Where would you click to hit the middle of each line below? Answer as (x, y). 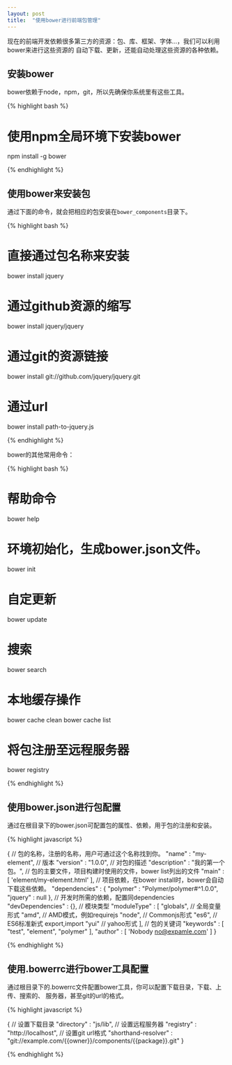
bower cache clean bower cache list (59, 720)
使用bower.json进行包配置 (64, 807)
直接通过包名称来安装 (69, 256)
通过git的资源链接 (58, 357)
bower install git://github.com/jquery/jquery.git (74, 376)
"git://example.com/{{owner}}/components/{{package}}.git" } (96, 1041)
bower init (22, 569)
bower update (27, 619)
